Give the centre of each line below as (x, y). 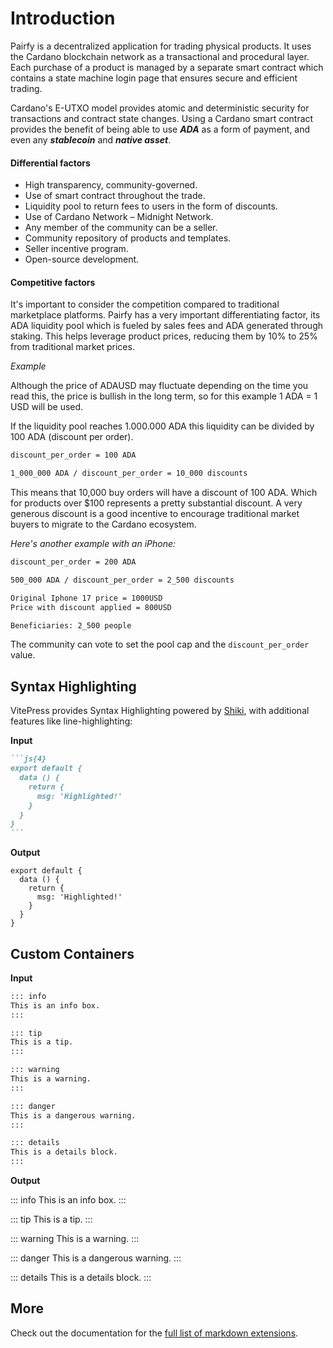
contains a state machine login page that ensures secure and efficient (154, 78)
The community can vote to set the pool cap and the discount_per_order (160, 644)
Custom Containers (72, 953)
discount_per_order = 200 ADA (73, 562)
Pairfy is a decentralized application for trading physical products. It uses (161, 46)
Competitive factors (53, 282)
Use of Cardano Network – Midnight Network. (119, 217)
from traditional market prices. (72, 347)
